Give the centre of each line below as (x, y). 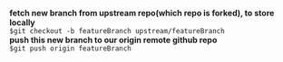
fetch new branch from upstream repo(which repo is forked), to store (142, 13)
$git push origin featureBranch (70, 49)
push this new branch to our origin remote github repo (113, 40)
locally (23, 22)
